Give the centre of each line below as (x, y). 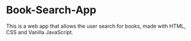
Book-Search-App (51, 10)
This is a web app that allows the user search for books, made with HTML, (96, 26)
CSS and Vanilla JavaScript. (40, 32)
